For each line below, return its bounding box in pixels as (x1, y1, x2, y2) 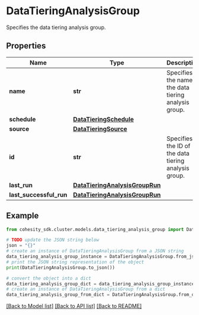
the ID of (166, 142, 191, 150)
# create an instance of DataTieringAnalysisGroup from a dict (6, 286, 166, 292)
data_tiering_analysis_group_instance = (6, 253, 108, 260)
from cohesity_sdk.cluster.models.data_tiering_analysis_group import (6, 226, 184, 232)
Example (6, 211, 39, 221)
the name (166, 76, 193, 84)
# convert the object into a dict (6, 275, 92, 281)
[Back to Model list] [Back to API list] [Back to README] (6, 303, 142, 310)
